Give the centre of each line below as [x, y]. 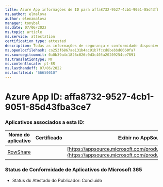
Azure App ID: [34, 97]
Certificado [49, 138]
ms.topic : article [24, 32]
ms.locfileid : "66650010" [31, 73]
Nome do [19, 135]
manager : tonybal [23, 23]
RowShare [19, 152]
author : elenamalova [26, 18]
